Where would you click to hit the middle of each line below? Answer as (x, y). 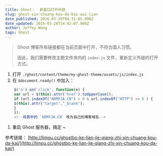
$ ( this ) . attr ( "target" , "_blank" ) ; (49, 103)
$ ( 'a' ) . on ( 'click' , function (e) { (49, 90)
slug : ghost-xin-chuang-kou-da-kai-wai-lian (51, 14)
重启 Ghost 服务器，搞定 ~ (39, 127)
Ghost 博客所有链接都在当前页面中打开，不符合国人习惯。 (76, 47)
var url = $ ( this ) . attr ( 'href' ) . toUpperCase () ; (64, 94)
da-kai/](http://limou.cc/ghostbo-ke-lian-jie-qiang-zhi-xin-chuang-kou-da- (81, 143)
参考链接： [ (17, 138)
